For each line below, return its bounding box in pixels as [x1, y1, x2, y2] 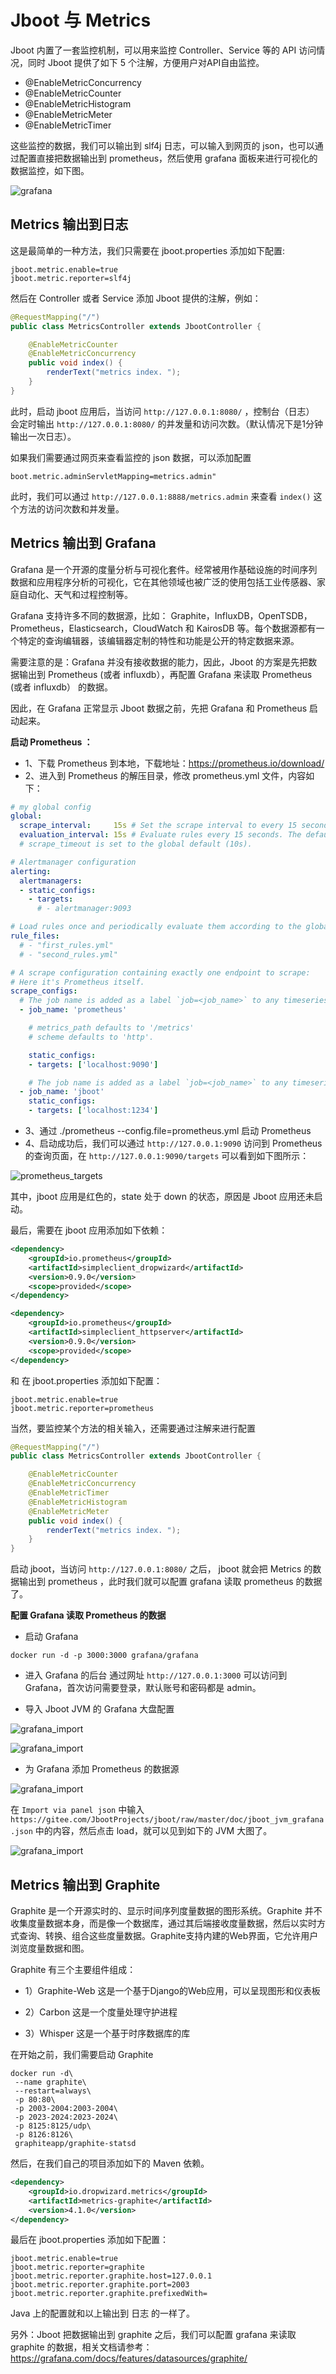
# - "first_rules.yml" [19, 940, 114, 950]
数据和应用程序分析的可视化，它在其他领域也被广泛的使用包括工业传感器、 [10, 576, 317, 588]
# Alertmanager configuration [10, 857, 137, 867]
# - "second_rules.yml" [19, 949, 118, 960]
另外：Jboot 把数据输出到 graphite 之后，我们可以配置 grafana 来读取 [10, 2329, 297, 2341]
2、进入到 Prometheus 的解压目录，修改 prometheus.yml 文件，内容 [24, 769, 307, 781]
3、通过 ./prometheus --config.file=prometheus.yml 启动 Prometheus [24, 1125, 312, 1137]
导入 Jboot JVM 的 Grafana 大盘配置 [24, 1703, 175, 1715]
